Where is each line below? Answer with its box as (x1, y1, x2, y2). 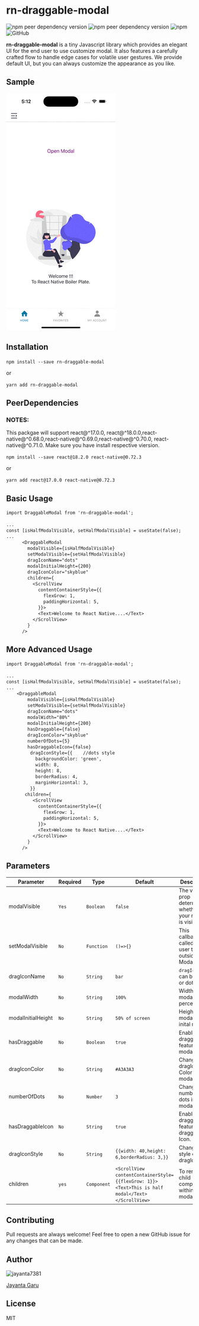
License (6, 1299, 36, 1309)
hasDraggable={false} (27, 726, 81, 732)
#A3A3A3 (115, 1067, 134, 1073)
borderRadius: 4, (35, 773, 78, 780)
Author (6, 1254, 33, 1264)
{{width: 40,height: (115, 1148, 166, 1154)
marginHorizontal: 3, (35, 779, 89, 786)
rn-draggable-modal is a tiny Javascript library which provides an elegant (6, 41, 188, 48)
